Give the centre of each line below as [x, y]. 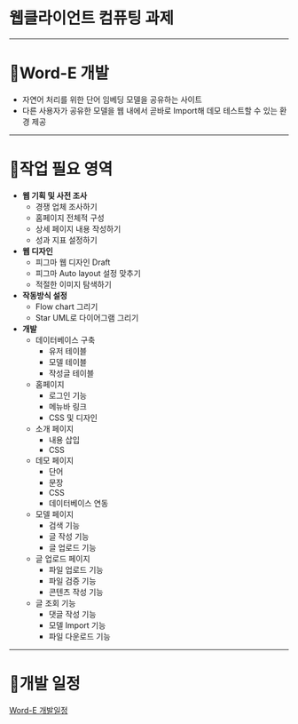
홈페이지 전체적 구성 [70, 218]
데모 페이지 [54, 460]
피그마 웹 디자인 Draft [73, 262]
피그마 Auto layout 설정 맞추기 [88, 273]
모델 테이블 [67, 362]
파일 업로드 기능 [76, 569]
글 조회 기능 [55, 603]
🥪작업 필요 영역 [61, 169]
